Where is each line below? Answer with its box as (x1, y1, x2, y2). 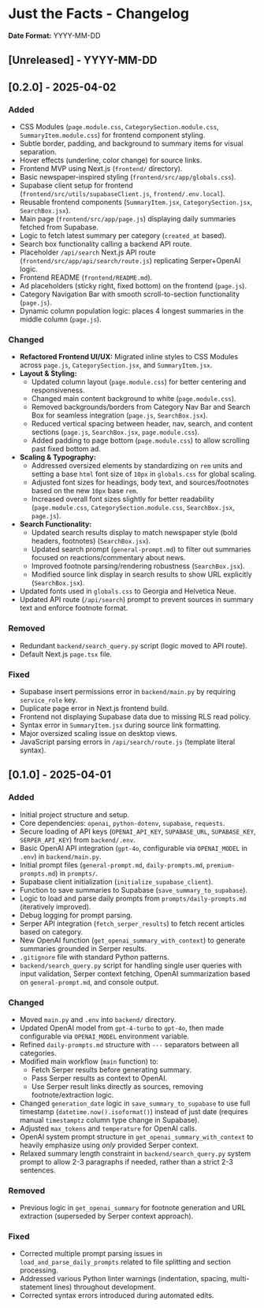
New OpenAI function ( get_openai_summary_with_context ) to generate (19, 935, 246, 945)
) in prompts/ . (54, 868, 99, 878)
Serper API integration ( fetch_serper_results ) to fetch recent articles (19, 919, 245, 928)
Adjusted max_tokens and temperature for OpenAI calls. (19, 1124, 197, 1133)
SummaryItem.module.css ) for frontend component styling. (19, 131, 206, 140)
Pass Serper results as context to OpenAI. (31, 1073, 168, 1083)
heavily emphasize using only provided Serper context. (19, 1140, 199, 1150)
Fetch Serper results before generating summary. (31, 1065, 191, 1074)
